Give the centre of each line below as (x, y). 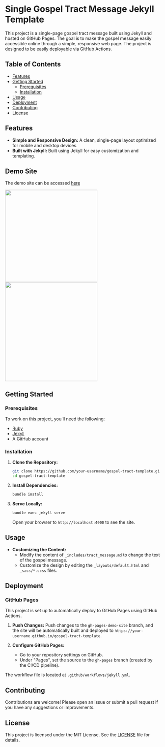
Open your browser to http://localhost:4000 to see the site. (73, 522)
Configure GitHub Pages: (38, 645)
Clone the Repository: (35, 462)
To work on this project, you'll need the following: (55, 419)
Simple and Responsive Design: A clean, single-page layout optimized (84, 140)
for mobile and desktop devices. (45, 145)
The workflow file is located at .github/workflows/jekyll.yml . (68, 675)
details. (13, 740)
